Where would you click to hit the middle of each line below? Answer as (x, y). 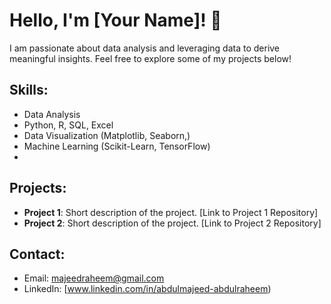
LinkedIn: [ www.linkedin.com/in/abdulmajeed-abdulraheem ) (147, 289)
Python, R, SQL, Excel (68, 125)
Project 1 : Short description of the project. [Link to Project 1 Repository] (171, 212)
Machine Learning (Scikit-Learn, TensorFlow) (117, 146)
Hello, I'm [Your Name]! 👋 (115, 20)
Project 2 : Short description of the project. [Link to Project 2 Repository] (172, 223)
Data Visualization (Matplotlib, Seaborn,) (107, 135)
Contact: (37, 254)
